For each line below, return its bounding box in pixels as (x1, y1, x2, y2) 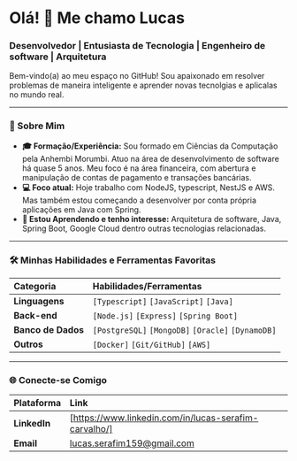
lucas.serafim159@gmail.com (69, 437, 194, 449)
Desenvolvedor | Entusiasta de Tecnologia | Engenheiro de (9, 40, 266, 52)
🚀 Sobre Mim (9, 119, 65, 132)
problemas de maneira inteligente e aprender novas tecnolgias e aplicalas (9, 80, 278, 91)
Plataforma (13, 397, 62, 410)
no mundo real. (9, 89, 65, 100)
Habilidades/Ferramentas (92, 280, 202, 293)
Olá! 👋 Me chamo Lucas (9, 8, 186, 28)
